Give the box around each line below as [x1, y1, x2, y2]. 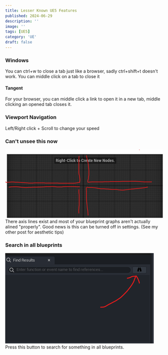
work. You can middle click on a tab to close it [5, 73, 100, 79]
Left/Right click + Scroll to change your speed [5, 125, 100, 131]
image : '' [5, 24, 26, 29]
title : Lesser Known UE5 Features [5, 8, 77, 13]
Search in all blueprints [5, 241, 62, 248]
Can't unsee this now [5, 137, 58, 144]
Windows [5, 56, 29, 63]
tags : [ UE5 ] [5, 29, 30, 34]
